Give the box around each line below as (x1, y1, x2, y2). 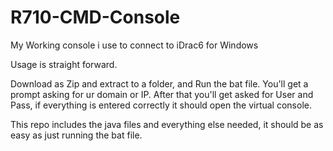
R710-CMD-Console (10, 6, 181, 29)
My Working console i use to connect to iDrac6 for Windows (10, 39, 259, 51)
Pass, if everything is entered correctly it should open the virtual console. (10, 99, 312, 111)
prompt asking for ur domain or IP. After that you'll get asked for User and (10, 88, 314, 100)
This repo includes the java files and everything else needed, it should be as (10, 118, 324, 130)
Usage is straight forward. (10, 58, 118, 70)
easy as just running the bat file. (10, 129, 143, 141)
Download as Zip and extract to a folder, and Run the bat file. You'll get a (10, 77, 309, 90)
